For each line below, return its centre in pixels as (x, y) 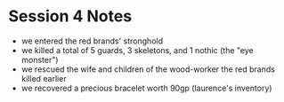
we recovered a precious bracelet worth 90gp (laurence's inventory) (146, 88)
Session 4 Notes (70, 16)
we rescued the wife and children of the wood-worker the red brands (148, 69)
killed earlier (44, 78)
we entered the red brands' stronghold (92, 41)
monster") (40, 59)
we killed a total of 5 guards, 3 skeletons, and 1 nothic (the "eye (138, 50)
